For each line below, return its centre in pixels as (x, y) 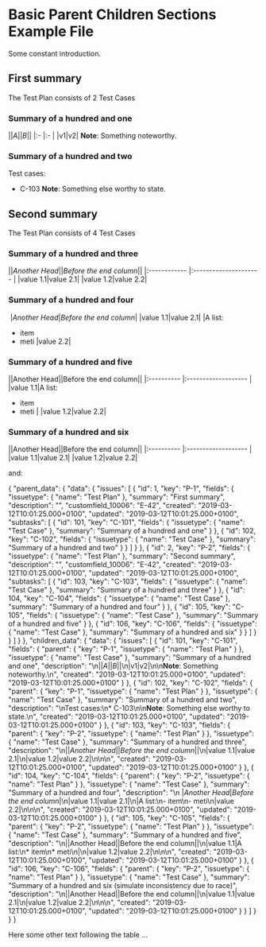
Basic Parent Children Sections (112, 15)
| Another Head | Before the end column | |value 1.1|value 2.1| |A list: (117, 317)
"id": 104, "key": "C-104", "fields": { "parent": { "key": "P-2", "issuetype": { (129, 776)
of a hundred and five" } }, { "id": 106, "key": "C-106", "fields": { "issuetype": (133, 624)
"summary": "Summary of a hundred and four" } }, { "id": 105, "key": (120, 607)
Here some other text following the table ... (78, 935)
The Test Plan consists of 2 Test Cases (72, 98)
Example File (51, 31)
